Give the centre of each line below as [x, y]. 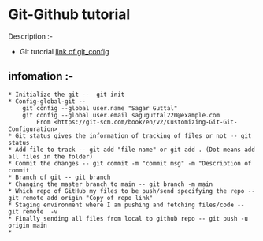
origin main [28, 225]
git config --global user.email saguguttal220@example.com [121, 115]
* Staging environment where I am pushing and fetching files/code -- [126, 205]
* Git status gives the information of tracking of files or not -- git [130, 135]
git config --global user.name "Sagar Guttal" [100, 108]
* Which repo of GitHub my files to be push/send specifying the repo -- [132, 191]
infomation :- [41, 76]
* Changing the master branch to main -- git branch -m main [111, 184]
